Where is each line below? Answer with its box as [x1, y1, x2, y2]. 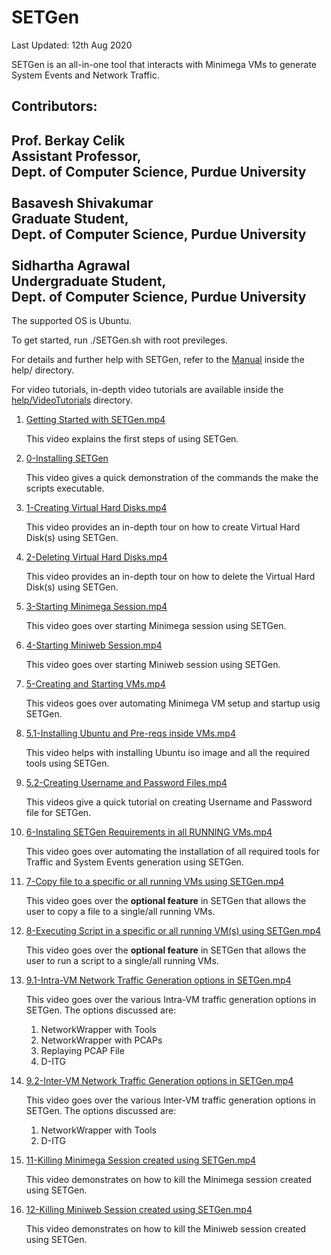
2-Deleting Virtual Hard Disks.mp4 [25, 551, 168, 563]
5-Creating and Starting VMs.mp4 [25, 678, 166, 690]
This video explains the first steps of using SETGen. [25, 433, 239, 445]
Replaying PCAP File [40, 1045, 125, 1057]
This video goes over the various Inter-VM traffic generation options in [25, 1094, 316, 1106]
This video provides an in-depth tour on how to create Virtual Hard [25, 521, 301, 533]
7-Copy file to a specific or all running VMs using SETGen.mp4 [25, 876, 285, 888]
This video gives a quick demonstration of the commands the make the [25, 472, 319, 484]
